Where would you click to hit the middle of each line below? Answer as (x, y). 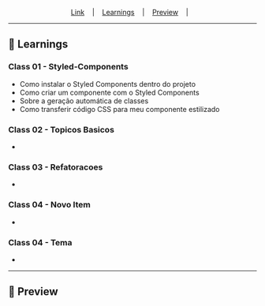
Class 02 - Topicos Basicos (61, 129)
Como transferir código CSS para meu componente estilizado (119, 109)
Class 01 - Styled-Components (68, 67)
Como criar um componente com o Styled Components (109, 92)
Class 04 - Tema (40, 242)
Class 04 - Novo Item (49, 205)
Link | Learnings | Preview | (130, 12)
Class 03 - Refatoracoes (56, 167)
